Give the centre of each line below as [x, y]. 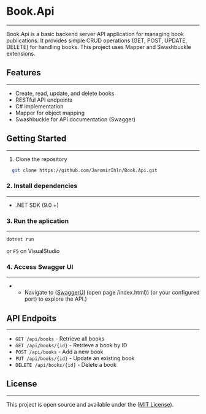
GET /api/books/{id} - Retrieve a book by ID [71, 345]
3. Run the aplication [38, 220]
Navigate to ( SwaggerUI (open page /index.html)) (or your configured [112, 293]
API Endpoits [32, 318]
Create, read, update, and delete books [65, 93]
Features [24, 73]
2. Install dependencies [42, 186]
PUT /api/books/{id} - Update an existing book [75, 358]
